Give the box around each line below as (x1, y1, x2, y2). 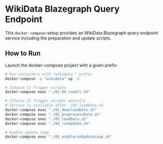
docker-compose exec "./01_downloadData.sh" (5, 107, 97, 112)
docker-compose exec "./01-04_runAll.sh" (5, 89, 91, 95)
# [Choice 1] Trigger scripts (5, 85, 67, 90)
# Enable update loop (5, 130, 49, 135)
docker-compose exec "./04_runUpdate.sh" (5, 121, 91, 126)
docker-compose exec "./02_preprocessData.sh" (5, 112, 101, 117)
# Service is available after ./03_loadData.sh (5, 103, 104, 108)
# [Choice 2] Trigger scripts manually (5, 99, 86, 103)
